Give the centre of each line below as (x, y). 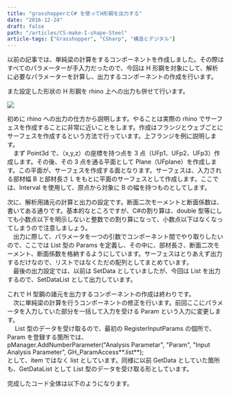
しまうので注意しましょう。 (52, 228)
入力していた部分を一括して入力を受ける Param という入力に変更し (120, 311)
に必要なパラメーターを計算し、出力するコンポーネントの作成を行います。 (112, 77)
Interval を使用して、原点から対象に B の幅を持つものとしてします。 (115, 188)
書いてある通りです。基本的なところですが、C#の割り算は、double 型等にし (114, 211)
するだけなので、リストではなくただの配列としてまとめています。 (100, 263)
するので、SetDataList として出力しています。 (72, 280)
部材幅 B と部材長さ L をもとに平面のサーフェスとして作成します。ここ (113, 179)
